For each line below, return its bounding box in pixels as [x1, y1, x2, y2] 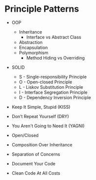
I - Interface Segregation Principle [19, 89, 88, 95]
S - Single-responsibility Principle [19, 74, 87, 80]
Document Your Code [11, 160, 56, 166]
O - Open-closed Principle [19, 79, 72, 85]
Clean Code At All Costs [11, 170, 61, 176]
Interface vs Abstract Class [26, 34, 81, 40]
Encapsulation [19, 44, 48, 50]
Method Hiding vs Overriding [26, 55, 85, 60]
